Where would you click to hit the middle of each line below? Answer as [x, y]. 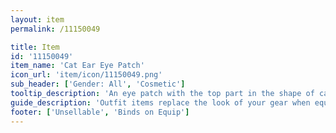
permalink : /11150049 [55, 29]
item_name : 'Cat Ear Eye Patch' [77, 66]
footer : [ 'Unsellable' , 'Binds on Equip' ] [100, 112]
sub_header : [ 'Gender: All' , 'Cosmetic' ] [98, 84]
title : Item [35, 47]
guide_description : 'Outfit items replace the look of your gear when [160, 102]
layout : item [37, 19]
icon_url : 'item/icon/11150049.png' [86, 75]
